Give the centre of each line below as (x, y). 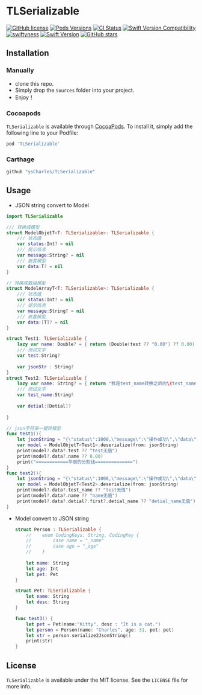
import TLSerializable (35, 216)
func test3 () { (34, 618)
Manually (20, 71)
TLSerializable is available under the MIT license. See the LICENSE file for (97, 680)
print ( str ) (40, 641)
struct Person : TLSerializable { (58, 530)
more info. (19, 686)
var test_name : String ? (45, 395)
